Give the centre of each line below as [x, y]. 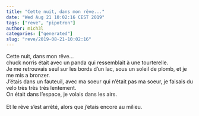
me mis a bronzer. [28, 75]
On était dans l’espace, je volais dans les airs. [62, 94]
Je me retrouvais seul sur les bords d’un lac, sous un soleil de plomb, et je [97, 69]
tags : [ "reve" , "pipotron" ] [41, 23]
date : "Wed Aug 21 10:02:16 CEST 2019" [56, 17]
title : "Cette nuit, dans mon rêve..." [56, 12]
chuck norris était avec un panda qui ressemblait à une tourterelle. [87, 62]
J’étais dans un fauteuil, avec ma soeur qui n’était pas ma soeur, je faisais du [99, 81]
